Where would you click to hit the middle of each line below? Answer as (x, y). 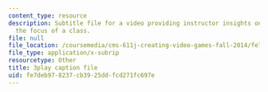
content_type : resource (48, 16)
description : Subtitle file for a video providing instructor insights (130, 23)
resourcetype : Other (43, 61)
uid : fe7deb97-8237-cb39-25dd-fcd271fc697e (82, 75)
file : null (26, 38)
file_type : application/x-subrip (64, 53)
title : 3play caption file (53, 68)
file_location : (33, 46)
